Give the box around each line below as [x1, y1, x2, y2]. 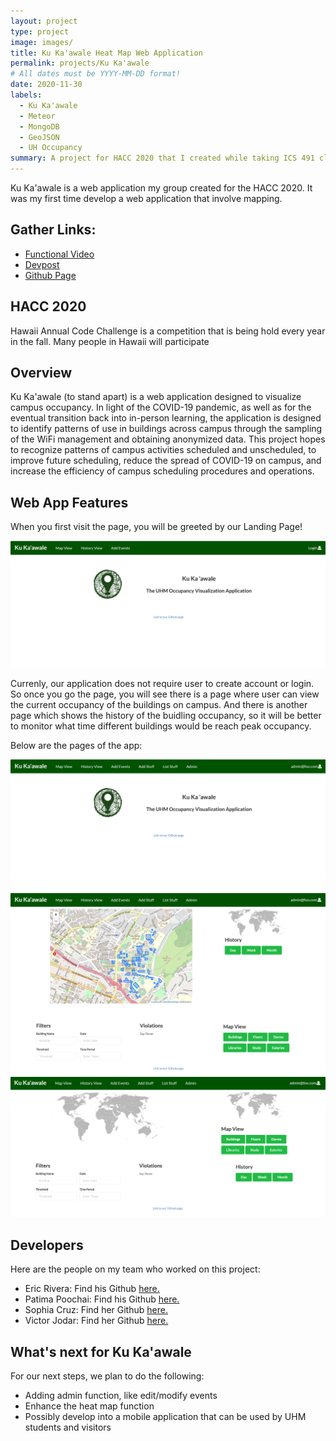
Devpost [24, 258, 60, 270]
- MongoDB [19, 121, 60, 132]
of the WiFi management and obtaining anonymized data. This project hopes [10, 433, 326, 445]
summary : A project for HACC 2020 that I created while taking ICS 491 [10, 153, 315, 164]
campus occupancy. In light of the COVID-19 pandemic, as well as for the [10, 401, 312, 414]
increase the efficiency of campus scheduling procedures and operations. [10, 465, 315, 477]
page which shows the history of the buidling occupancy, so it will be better [10, 710, 322, 722]
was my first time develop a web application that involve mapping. [10, 193, 283, 204]
